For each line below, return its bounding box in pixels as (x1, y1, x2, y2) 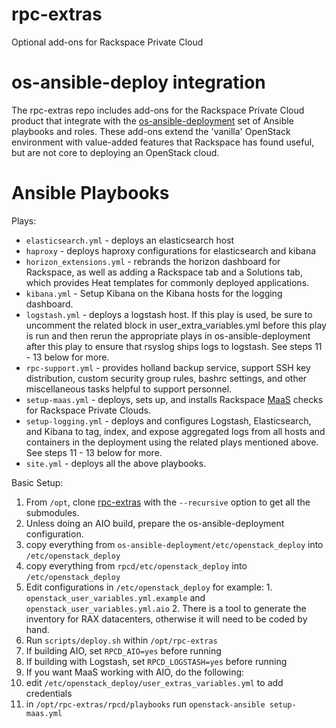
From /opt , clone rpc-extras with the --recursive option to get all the (25, 496, 311, 508)
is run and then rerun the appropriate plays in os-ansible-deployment (25, 329, 311, 342)
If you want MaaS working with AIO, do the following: (25, 666, 245, 678)
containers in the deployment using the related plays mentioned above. (25, 436, 319, 448)
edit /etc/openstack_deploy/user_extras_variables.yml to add (25, 676, 284, 688)
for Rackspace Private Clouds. (25, 404, 151, 416)
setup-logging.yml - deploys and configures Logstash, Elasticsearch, (25, 414, 312, 427)
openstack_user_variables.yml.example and (25, 591, 206, 603)
